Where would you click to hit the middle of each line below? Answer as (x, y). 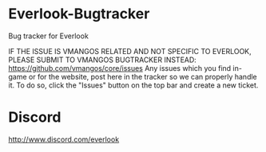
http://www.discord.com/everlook (64, 139)
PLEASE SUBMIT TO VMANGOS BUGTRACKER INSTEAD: (103, 60)
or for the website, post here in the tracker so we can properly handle (143, 76)
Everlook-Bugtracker (79, 14)
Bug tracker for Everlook (49, 36)
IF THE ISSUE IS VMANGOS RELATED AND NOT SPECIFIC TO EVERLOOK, (130, 51)
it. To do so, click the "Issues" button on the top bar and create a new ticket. (133, 85)
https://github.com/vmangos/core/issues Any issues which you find (120, 68)
